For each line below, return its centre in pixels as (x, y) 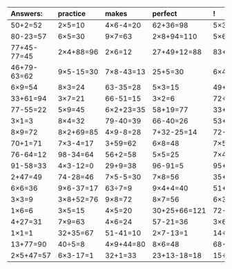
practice (72, 13)
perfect (165, 13)
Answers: (27, 13)
